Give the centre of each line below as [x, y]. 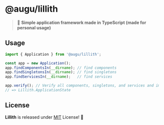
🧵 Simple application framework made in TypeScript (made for [82, 22]
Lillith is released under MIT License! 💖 [44, 117]
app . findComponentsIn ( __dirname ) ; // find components [61, 68]
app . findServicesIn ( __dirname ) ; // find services [59, 77]
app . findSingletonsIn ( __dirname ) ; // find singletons [61, 72]
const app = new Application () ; [38, 63]
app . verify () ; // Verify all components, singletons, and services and [79, 86]
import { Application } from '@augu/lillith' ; [53, 54]
